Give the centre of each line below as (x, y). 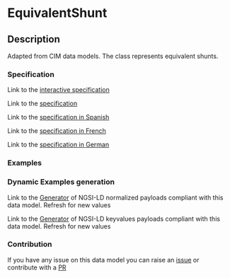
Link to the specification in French (57, 131)
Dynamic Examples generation (61, 182)
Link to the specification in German (58, 145)
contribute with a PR (37, 267)
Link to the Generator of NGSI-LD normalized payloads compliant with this (115, 197)
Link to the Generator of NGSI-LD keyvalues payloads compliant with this (114, 219)
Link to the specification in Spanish (58, 117)
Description (34, 39)
